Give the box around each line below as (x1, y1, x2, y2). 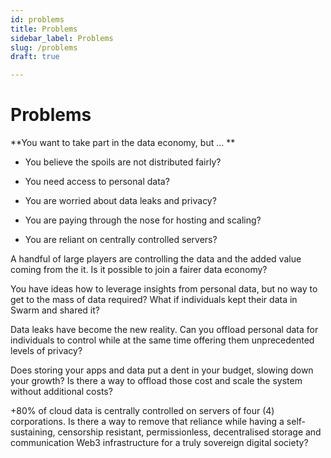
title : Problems (10, 24, 78, 34)
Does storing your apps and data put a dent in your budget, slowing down (10, 364, 314, 376)
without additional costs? (10, 386, 113, 398)
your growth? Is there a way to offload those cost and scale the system (10, 375, 303, 387)
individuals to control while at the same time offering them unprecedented (10, 334, 315, 346)
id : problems (10, 14, 65, 25)
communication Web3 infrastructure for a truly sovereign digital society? (10, 437, 309, 449)
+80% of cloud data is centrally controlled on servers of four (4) (10, 405, 275, 417)
